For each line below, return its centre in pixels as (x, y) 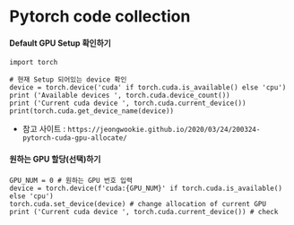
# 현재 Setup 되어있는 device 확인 (68, 80)
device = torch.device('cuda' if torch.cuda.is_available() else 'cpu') (148, 88)
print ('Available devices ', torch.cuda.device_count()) (120, 96)
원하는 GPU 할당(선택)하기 (55, 159)
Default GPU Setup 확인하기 (61, 43)
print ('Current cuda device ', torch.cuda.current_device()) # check (144, 212)
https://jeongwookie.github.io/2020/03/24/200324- (164, 130)
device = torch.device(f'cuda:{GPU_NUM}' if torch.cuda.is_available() (146, 188)
